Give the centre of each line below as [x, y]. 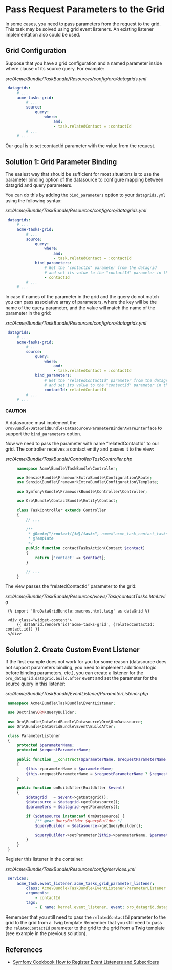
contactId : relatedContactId [75, 390]
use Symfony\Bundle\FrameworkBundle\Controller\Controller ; [82, 492]
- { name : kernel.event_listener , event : [80, 907]
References [24, 950]
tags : [32, 903]
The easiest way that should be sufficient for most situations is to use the [82, 174]
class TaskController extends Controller [61, 510]
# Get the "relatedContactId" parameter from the [98, 381]
